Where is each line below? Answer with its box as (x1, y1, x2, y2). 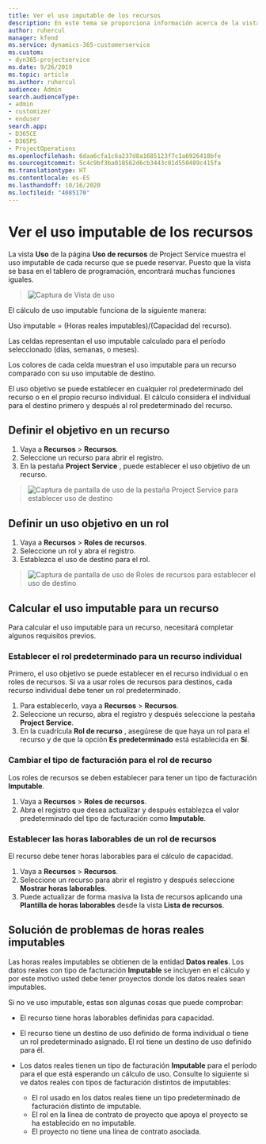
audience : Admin (8, 85, 62, 94)
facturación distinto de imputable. (31, 1101, 142, 1111)
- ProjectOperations (8, 144, 77, 152)
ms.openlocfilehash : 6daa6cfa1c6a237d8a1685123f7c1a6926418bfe (8, 152, 222, 160)
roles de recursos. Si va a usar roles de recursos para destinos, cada (8, 677, 233, 687)
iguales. (8, 275, 34, 284)
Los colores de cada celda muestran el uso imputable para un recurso (8, 360, 237, 369)
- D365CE (8, 129, 37, 137)
